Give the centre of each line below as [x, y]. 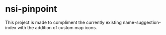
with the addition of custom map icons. [57, 27]
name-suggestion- [142, 22]
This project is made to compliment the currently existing [63, 22]
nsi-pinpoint [31, 9]
